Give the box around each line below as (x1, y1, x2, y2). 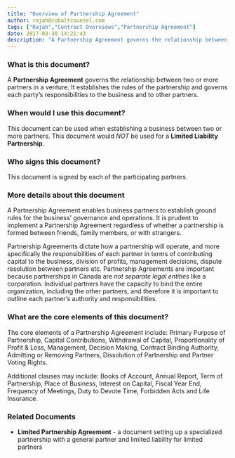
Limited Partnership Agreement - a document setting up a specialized (17, 427, 222, 436)
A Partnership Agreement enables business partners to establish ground (7, 206, 216, 215)
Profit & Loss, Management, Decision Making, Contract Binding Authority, (7, 343, 220, 352)
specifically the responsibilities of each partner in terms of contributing (7, 250, 213, 258)
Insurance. (7, 394, 39, 402)
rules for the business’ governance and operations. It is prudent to (7, 214, 199, 222)
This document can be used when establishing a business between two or (7, 124, 222, 132)
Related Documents (7, 412, 76, 421)
